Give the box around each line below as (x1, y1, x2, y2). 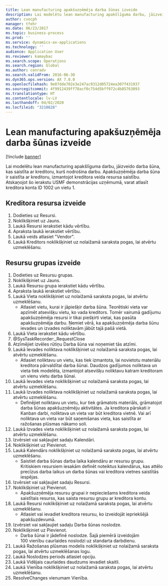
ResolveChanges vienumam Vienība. (12, 574, 89, 580)
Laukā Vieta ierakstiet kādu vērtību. (12, 330, 86, 336)
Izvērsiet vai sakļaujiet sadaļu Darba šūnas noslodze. (12, 521, 122, 527)
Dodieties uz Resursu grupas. (12, 272, 74, 278)
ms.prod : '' (5, 35, 30, 40)
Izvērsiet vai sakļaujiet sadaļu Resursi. (12, 479, 91, 485)
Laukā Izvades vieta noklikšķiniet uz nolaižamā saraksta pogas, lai (12, 426, 149, 432)
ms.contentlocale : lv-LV (5, 95, 57, 100)
